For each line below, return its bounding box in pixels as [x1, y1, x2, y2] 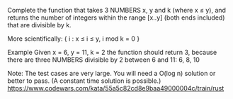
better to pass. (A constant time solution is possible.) [7, 77, 161, 85]
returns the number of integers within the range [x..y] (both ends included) [7, 13, 225, 22]
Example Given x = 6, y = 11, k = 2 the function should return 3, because [7, 48, 217, 56]
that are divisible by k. [7, 21, 72, 29]
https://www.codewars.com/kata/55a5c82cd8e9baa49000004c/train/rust [7, 84, 225, 92]
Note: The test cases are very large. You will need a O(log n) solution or [7, 70, 216, 77]
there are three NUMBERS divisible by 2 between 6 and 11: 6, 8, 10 [7, 55, 200, 64]
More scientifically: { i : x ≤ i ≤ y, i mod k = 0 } [7, 34, 140, 43]
